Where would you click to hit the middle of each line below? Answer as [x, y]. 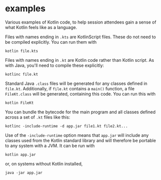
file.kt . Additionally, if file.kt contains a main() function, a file [70, 88]
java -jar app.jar [24, 173]
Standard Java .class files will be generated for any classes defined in [76, 83]
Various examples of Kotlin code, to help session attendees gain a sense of [81, 22]
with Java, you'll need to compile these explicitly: [55, 65]
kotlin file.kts [22, 51]
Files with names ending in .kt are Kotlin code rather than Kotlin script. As [80, 60]
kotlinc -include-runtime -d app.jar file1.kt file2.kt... [67, 126]
